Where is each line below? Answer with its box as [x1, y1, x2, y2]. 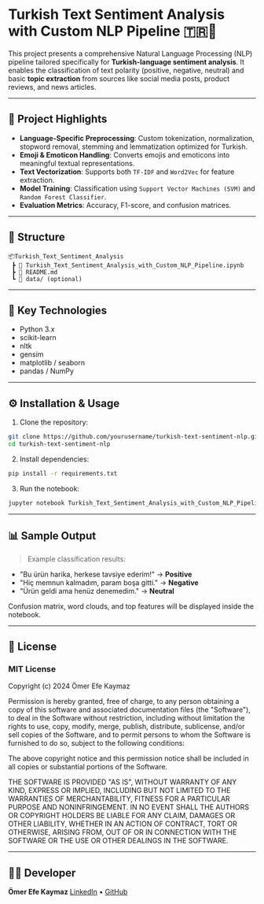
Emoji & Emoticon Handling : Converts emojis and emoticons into [19, 150, 230, 159]
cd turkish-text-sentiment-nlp [8, 440, 111, 448]
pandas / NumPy [19, 366, 75, 376]
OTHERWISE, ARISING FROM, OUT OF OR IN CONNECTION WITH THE [8, 828, 237, 837]
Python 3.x [19, 324, 55, 334]
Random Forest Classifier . [19, 191, 107, 202]
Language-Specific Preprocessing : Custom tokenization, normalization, [19, 133, 255, 143]
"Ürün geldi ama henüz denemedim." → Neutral [19, 586, 174, 595]
